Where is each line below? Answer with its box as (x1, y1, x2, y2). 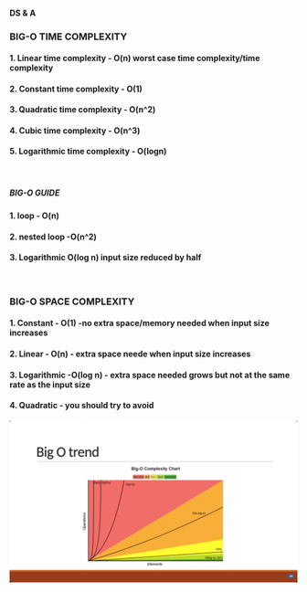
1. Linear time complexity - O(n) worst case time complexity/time (9, 53, 260, 64)
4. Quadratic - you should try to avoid (9, 400, 154, 411)
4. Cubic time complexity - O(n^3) (9, 124, 141, 136)
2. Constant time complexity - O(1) (9, 83, 143, 94)
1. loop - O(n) (9, 210, 59, 221)
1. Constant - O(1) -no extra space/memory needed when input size (9, 318, 270, 329)
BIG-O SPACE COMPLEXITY (9, 295, 135, 308)
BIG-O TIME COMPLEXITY (9, 30, 128, 43)
